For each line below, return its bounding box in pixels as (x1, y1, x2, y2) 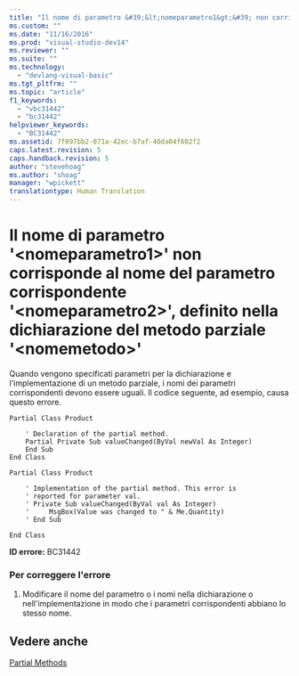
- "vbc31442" (17, 104, 66, 113)
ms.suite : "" (9, 54, 58, 63)
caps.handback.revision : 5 (9, 153, 109, 163)
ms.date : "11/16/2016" (9, 29, 93, 38)
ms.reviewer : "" (9, 46, 69, 55)
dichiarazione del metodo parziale (9, 320, 266, 340)
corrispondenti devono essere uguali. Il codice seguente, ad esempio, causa (9, 387, 289, 397)
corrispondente (9, 282, 127, 303)
